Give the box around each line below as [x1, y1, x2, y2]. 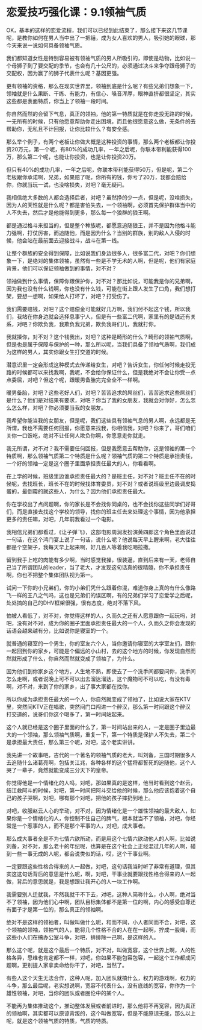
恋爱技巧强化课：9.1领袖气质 [6, 5, 147, 19]
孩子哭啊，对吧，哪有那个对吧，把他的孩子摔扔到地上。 [16, 794, 154, 802]
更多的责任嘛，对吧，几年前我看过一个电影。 [6, 515, 117, 523]
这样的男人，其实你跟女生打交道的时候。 [11, 348, 112, 356]
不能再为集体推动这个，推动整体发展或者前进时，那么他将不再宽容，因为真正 [6, 1002, 196, 1010]
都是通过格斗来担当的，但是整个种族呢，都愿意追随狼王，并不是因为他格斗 [6, 221, 191, 229]
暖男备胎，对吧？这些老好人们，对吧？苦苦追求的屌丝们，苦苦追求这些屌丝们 [6, 389, 196, 396]
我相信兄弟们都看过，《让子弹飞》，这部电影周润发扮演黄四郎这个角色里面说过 [6, 528, 196, 535]
